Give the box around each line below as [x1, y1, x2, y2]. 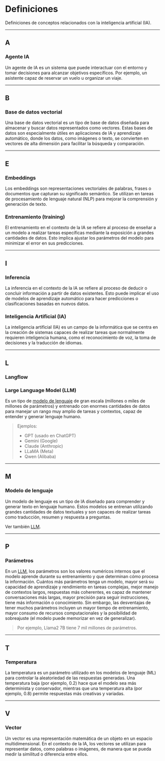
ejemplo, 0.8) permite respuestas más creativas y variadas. [5, 690, 125, 697]
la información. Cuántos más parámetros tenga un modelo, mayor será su [5, 579, 154, 585]
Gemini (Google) [24, 438, 58, 444]
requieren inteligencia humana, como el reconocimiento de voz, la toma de [5, 335, 156, 340]
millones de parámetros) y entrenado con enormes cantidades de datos [5, 403, 150, 409]
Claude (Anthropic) [24, 443, 63, 449]
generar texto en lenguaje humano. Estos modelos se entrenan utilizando [5, 503, 153, 510]
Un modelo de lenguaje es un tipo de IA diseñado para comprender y [5, 498, 145, 504]
